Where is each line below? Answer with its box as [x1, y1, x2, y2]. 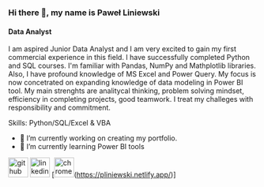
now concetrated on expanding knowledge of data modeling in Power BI [8, 78, 243, 88]
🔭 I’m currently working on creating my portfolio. [19, 133, 178, 143]
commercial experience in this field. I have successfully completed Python [8, 53, 251, 62]
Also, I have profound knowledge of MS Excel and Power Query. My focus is [8, 69, 257, 79]
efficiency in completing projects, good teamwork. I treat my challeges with [8, 95, 254, 104]
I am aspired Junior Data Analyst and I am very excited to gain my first [8, 44, 237, 54]
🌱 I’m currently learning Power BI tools [19, 142, 145, 151]
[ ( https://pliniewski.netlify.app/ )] [51, 170, 176, 180]
